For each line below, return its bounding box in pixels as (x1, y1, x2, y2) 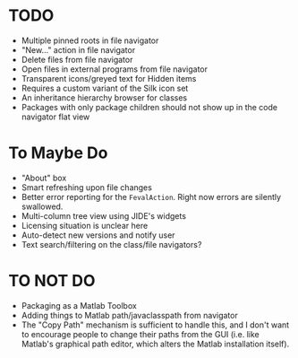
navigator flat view (21, 111, 90, 122)
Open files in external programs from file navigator (21, 64, 208, 74)
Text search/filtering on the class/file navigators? (21, 239, 202, 249)
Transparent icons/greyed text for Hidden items (21, 73, 197, 83)
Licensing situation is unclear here (21, 220, 149, 231)
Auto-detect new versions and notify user (21, 230, 175, 240)
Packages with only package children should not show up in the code (21, 101, 278, 112)
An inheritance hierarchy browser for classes (21, 92, 188, 103)
